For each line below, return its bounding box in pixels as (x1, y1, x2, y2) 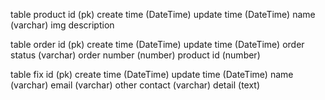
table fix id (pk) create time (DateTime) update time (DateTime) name (10, 69, 294, 80)
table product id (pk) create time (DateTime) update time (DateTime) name (10, 9, 316, 20)
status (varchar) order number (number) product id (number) (10, 49, 261, 61)
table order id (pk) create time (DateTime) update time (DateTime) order (10, 39, 305, 50)
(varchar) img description (10, 19, 115, 31)
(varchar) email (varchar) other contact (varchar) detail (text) (10, 79, 261, 91)
